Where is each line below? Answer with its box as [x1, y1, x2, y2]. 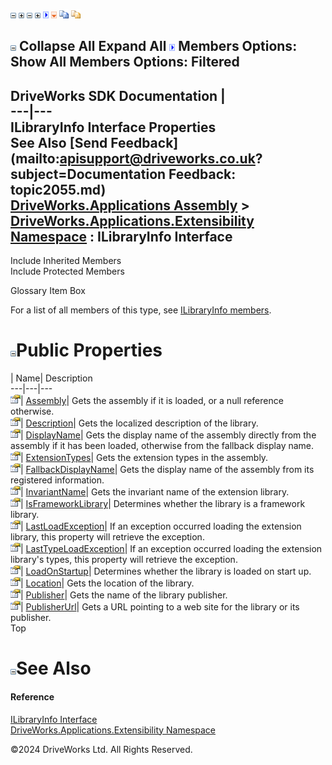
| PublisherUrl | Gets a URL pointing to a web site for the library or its [20, 601, 300, 613]
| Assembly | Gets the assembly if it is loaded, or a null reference [20, 395, 284, 407]
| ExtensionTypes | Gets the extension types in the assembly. [20, 452, 269, 464]
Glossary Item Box [10, 285, 86, 297]
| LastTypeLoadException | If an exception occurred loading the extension [20, 543, 323, 555]
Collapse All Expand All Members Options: [18, 38, 298, 55]
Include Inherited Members [10, 255, 122, 267]
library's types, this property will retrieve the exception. [10, 554, 238, 566]
